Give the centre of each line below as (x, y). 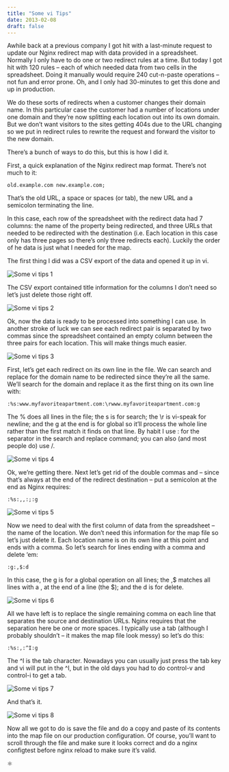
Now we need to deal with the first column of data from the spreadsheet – (111, 525)
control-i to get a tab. (37, 675)
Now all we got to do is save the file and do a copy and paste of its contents (114, 729)
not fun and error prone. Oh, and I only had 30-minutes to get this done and (113, 82)
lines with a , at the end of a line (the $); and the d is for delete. (96, 587)
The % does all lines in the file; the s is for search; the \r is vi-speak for (107, 417)
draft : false (26, 26)
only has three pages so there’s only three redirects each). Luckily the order (114, 240)
